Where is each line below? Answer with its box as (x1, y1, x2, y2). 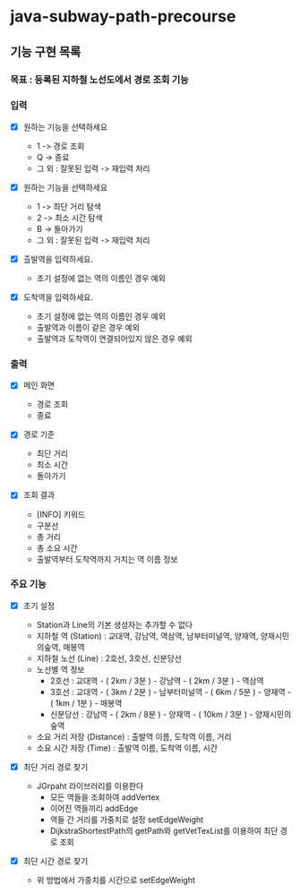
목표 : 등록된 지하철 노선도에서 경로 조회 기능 (10, 73, 189, 86)
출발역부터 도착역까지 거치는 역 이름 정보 (36, 554, 178, 564)
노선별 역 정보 (36, 664, 85, 675)
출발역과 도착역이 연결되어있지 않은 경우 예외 (36, 333, 193, 344)
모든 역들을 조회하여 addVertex (49, 791, 160, 803)
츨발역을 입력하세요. (22, 254, 93, 264)
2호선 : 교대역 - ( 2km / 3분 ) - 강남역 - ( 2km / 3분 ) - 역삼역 (49, 675, 264, 686)
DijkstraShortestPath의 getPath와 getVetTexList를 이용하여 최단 (49, 825, 279, 836)
